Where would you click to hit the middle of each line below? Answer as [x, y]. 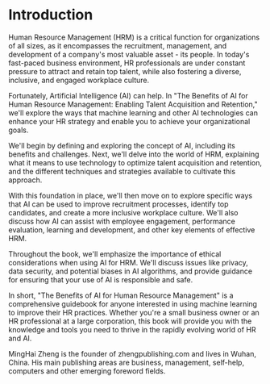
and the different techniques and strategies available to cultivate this [122, 171]
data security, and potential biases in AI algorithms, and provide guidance [130, 271]
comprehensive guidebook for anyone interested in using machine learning [133, 303]
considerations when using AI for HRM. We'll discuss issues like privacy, [128, 262]
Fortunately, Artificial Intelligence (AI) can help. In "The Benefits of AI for [128, 95]
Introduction [51, 15]
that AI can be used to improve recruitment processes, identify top [118, 204]
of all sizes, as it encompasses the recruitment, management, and [118, 45]
